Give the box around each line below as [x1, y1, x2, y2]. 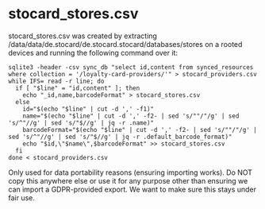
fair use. [8, 192, 36, 203]
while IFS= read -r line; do [8, 77, 105, 85]
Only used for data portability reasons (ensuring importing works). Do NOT [8, 168, 252, 177]
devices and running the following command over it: [8, 48, 179, 57]
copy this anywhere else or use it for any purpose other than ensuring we [8, 176, 248, 185]
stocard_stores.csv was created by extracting [8, 31, 157, 41]
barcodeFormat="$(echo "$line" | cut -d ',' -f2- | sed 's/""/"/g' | [22, 126, 258, 134]
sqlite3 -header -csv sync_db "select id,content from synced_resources [8, 63, 254, 72]
